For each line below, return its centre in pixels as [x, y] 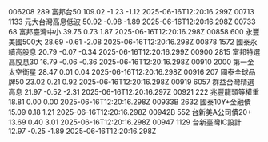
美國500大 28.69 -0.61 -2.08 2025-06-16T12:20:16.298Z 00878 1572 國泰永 [133, 42]
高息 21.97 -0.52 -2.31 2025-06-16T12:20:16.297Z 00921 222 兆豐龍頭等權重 [134, 92]
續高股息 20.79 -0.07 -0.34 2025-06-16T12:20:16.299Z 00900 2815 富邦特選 [134, 52]
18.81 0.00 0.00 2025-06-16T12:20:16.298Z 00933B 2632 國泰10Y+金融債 [130, 102]
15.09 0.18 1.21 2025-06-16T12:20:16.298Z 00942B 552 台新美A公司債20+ [130, 112]
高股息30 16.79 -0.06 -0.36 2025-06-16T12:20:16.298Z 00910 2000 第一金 [131, 62]
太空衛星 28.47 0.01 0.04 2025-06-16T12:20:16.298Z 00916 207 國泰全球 [129, 72]
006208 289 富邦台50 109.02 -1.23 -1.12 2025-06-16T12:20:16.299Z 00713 [131, 12]
